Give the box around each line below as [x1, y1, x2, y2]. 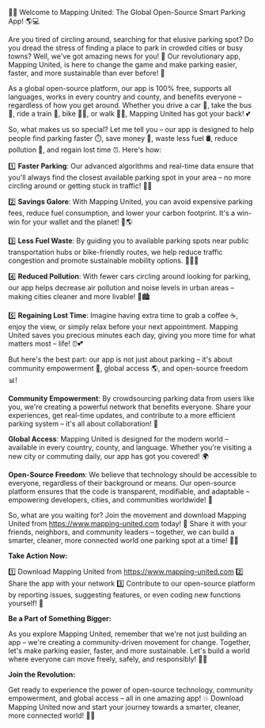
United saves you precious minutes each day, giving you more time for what [8, 331, 256, 339]
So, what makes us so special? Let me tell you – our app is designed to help [8, 125, 255, 134]
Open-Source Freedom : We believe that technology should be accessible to [8, 470, 257, 479]
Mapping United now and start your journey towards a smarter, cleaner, [8, 703, 241, 711]
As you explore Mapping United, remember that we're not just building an [8, 629, 248, 639]
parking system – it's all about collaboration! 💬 [8, 419, 158, 428]
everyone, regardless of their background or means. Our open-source [8, 479, 237, 487]
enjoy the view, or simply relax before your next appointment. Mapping [8, 322, 239, 332]
